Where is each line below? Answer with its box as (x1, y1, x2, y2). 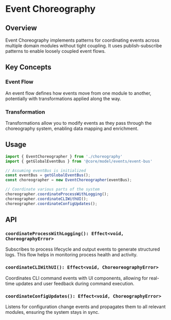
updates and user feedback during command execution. (15, 280, 135, 287)
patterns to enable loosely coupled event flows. (5, 48, 106, 54)
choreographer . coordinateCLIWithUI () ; (5, 196, 88, 201)
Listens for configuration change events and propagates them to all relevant (5, 304, 166, 310)
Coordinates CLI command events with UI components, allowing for (5, 275, 148, 281)
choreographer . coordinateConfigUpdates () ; (5, 201, 98, 206)
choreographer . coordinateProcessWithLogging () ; (5, 192, 109, 197)
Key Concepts (5, 63, 51, 72)
